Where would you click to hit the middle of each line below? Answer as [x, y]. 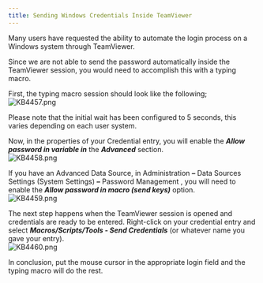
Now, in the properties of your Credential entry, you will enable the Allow [127, 141]
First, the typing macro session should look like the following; [108, 93]
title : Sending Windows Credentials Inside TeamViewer [100, 15]
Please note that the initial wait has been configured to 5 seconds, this [122, 117]
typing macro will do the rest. [56, 270]
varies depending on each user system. [73, 125]
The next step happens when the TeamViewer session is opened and [120, 213]
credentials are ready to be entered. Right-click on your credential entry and [132, 222]
